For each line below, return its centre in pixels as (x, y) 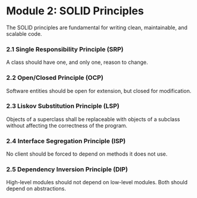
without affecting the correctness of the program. (67, 125)
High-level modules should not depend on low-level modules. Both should (97, 182)
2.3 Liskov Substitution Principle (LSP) (63, 106)
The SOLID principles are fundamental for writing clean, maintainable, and (97, 27)
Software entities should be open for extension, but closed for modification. (99, 91)
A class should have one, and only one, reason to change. (77, 62)
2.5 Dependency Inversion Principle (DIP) (67, 169)
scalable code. (24, 33)
